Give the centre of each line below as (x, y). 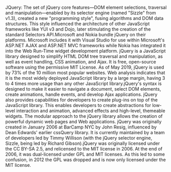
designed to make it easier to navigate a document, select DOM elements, (83, 89)
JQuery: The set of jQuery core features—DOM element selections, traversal (86, 7)
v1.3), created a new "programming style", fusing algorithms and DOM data (84, 18)
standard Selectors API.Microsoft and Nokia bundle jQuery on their (76, 35)
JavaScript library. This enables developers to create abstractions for (78, 105)
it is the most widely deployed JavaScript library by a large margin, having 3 (85, 78)
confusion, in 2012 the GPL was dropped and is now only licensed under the (86, 160)
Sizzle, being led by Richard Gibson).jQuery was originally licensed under (83, 143)
